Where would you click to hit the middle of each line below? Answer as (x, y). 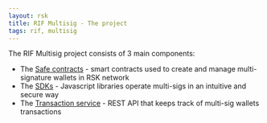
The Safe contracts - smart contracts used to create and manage (127, 69)
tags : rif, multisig (43, 31)
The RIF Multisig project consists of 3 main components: (102, 54)
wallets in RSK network (92, 78)
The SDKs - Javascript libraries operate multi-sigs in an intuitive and (133, 86)
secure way (39, 95)
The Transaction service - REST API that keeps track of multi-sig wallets (140, 103)
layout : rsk (28, 16)
